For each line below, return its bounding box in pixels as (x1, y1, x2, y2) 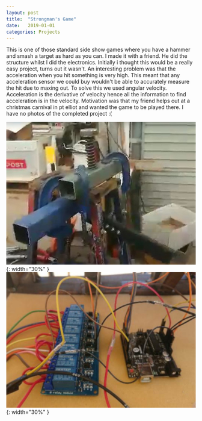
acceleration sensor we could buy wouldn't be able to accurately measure (6, 78, 190, 86)
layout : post (6, 10, 39, 16)
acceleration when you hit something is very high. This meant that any (6, 72, 180, 79)
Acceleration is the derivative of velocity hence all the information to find (6, 91, 186, 98)
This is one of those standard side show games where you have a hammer (6, 46, 191, 54)
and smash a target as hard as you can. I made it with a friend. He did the (6, 52, 188, 60)
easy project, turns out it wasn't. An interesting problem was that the (6, 65, 176, 72)
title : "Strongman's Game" (6, 16, 77, 22)
